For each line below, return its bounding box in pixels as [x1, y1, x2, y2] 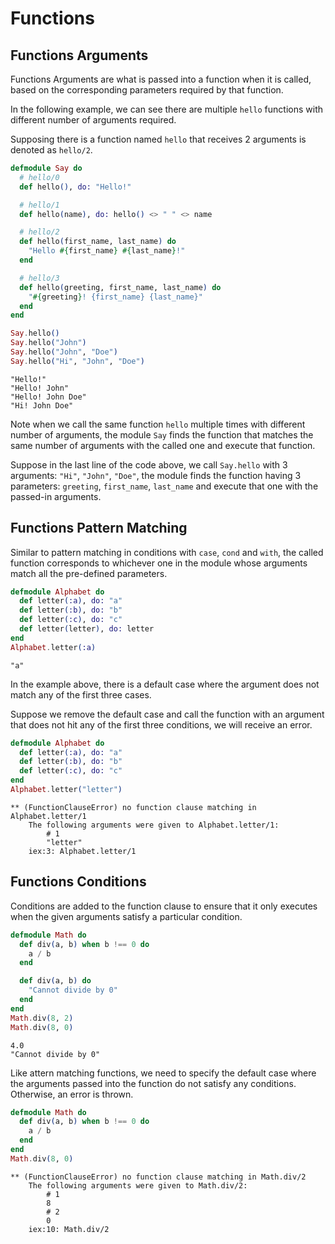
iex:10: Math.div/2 [28, 1224, 110, 1234]
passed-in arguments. [10, 490, 102, 502]
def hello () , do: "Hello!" [19, 182, 132, 192]
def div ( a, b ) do [19, 976, 92, 986]
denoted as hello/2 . [10, 144, 93, 156]
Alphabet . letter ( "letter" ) [10, 785, 123, 795]
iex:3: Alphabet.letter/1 [28, 846, 137, 856]
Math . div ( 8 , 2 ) [10, 1013, 74, 1023]
